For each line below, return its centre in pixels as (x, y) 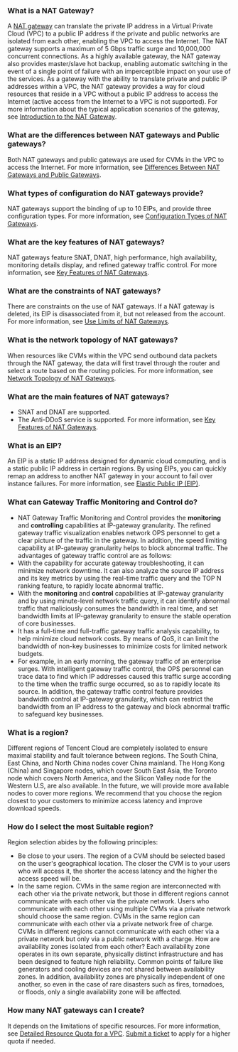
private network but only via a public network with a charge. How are (119, 939)
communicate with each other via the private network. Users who (113, 901)
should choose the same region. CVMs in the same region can (109, 916)
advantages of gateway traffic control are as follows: (95, 555)
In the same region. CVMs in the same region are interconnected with (119, 886)
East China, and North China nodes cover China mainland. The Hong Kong (116, 763)
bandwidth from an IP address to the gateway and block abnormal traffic (124, 707)
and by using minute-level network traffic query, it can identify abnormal (124, 601)
